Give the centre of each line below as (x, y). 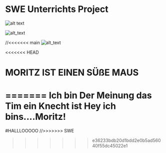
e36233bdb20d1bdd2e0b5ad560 (126, 140)
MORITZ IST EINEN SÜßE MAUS (72, 72)
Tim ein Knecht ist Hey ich (61, 106)
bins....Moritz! (35, 117)
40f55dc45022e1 (110, 146)
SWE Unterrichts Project (57, 9)
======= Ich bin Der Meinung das (78, 96)
